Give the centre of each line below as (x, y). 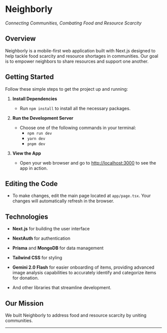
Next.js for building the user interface (51, 229)
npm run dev (40, 133)
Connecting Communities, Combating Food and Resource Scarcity (73, 23)
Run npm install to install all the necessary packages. (75, 108)
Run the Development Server (43, 118)
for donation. (25, 278)
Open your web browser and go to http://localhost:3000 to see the (88, 163)
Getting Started (30, 77)
